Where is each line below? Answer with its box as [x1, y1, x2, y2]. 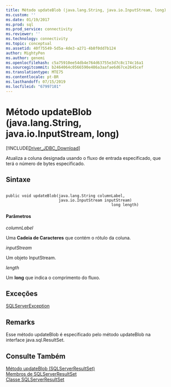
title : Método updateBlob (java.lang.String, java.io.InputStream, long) [6, 7, 167, 13]
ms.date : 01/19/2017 [6, 17, 50, 22]
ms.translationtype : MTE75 [6, 70, 63, 75]
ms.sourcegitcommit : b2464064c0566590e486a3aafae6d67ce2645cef [6, 65, 144, 70]
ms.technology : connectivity [6, 36, 68, 42]
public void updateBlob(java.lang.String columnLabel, [6, 193, 125, 198]
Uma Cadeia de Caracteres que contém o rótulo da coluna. [6, 234, 131, 241]
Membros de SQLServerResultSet [6, 371, 77, 377]
